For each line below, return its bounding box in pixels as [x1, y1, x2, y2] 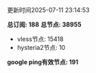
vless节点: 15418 [16, 35, 64, 43]
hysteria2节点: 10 [16, 44, 66, 51]
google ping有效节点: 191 [7, 58, 79, 66]
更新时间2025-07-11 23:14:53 [7, 6, 90, 14]
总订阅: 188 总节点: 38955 [7, 20, 82, 29]
